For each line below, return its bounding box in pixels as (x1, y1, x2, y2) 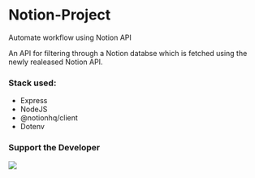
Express (19, 96, 48, 106)
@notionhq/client (19, 113, 79, 123)
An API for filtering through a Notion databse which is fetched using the (8, 48, 248, 58)
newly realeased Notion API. (8, 57, 103, 67)
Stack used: (8, 77, 57, 89)
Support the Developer (8, 142, 100, 154)
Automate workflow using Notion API (8, 33, 132, 42)
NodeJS (19, 104, 48, 115)
